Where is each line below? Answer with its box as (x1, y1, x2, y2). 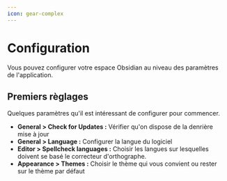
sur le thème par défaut (17, 167, 85, 175)
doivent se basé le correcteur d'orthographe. (17, 152, 147, 161)
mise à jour (17, 130, 50, 139)
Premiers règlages (7, 90, 89, 102)
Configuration (7, 40, 91, 56)
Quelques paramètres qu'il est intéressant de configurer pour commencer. (7, 109, 221, 118)
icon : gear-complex (7, 10, 64, 17)
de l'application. (7, 70, 54, 79)
